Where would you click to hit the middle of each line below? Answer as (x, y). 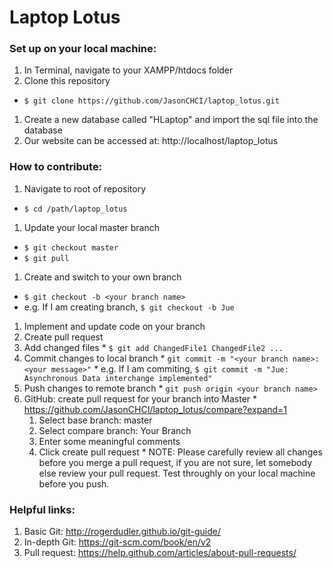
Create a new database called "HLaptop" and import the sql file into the (171, 120)
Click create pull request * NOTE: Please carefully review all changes (180, 452)
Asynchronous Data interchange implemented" (118, 378)
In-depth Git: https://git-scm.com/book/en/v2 (117, 542)
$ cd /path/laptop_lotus (75, 209)
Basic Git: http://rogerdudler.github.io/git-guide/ (122, 532)
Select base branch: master (95, 420)
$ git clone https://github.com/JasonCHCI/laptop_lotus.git (151, 101)
